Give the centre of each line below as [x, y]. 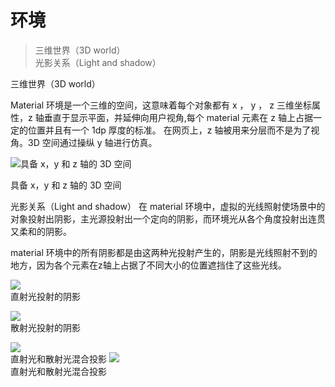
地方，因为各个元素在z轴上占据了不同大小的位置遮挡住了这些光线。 [148, 265]
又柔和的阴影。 [41, 231]
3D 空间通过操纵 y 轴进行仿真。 [92, 142]
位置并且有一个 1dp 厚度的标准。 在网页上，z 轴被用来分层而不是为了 [169, 130]
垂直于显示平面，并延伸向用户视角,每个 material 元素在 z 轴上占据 [178, 117]
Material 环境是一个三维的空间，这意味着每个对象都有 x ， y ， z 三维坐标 [161, 105]
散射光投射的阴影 [45, 327]
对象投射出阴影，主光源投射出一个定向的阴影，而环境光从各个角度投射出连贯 [168, 218]
